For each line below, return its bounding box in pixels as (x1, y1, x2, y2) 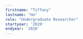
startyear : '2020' (5, 21, 44, 27)
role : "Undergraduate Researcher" (5, 17, 79, 22)
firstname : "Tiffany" (5, 7, 51, 13)
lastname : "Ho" (5, 12, 38, 17)
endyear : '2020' (5, 26, 40, 31)
